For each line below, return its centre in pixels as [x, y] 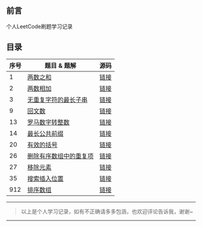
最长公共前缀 [46, 133]
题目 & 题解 [60, 65]
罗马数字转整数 [49, 122]
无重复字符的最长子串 [58, 100]
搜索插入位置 [46, 178]
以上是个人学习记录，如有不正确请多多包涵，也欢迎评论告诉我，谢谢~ [107, 211]
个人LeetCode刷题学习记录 [40, 26]
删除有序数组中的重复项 [61, 156]
